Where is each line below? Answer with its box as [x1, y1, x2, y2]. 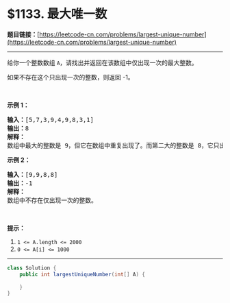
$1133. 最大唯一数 [7, 6, 107, 22]
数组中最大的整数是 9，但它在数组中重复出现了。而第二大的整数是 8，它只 [7, 141, 220, 149]
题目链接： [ [7, 30, 40, 38]
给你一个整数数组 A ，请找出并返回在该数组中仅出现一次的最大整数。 [7, 58, 199, 66]
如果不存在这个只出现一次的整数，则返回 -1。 [7, 73, 135, 81]
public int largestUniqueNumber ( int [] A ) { [19, 271, 146, 278]
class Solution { [7, 265, 57, 271]
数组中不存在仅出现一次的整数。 [7, 196, 97, 204]
